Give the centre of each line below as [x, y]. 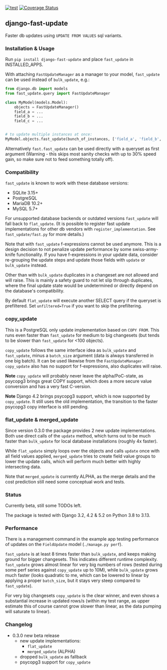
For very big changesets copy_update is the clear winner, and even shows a [82, 595]
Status [13, 494]
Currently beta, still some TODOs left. [44, 505]
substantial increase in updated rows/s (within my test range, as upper [78, 601]
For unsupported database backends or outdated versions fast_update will [82, 218]
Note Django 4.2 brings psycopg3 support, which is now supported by [78, 396]
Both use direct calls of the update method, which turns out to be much [78, 435]
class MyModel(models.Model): [37, 102]
